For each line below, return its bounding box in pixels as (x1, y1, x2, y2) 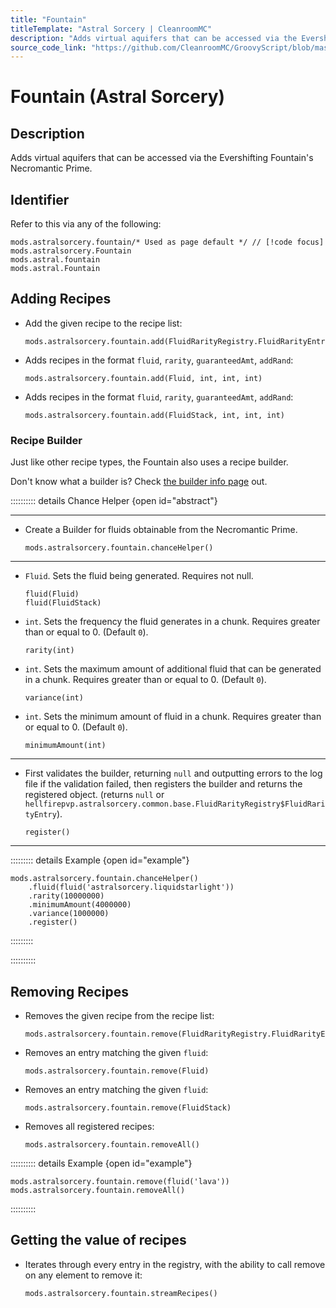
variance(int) (24, 693, 84, 703)
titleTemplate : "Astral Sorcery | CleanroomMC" (10, 24, 213, 34)
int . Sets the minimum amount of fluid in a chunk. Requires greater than (24, 711, 322, 723)
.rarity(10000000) (28, 891, 105, 901)
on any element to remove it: (24, 1269, 143, 1281)
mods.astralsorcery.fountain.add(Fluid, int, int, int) (24, 373, 263, 383)
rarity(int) (24, 646, 75, 656)
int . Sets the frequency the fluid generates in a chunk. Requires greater (24, 616, 321, 628)
